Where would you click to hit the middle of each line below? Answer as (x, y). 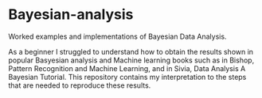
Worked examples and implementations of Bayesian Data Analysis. (117, 36)
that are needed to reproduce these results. (80, 85)
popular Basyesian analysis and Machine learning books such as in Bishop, (131, 60)
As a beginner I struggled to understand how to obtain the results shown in (131, 51)
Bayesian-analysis (71, 15)
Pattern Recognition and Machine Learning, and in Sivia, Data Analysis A (127, 68)
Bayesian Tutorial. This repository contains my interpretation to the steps (127, 77)
